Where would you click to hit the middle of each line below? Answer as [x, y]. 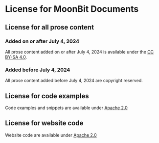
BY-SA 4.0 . [16, 57]
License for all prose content [50, 27]
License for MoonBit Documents [72, 9]
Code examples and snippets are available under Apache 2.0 [67, 108]
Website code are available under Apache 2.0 [51, 135]
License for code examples [47, 96]
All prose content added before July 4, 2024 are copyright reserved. [74, 81]
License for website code [44, 123]
